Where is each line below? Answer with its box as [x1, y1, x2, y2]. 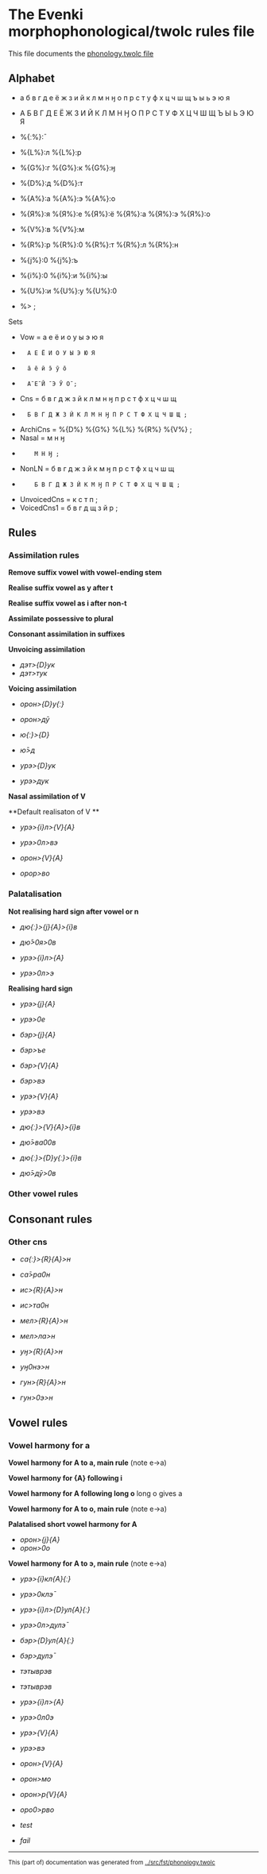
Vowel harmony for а [8, 1439, 91, 1451]
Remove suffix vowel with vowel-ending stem [8, 568, 162, 578]
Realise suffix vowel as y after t [8, 583, 114, 593]
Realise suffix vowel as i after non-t [8, 598, 127, 609]
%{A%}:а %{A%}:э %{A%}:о [19, 193, 116, 203]
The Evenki [8, 6, 83, 24]
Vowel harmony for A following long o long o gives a [8, 1489, 183, 1498]
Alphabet [8, 71, 56, 85]
